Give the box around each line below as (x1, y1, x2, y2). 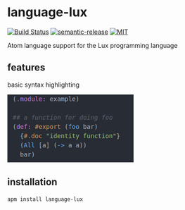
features (7, 61, 46, 74)
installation (7, 176, 58, 188)
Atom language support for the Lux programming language (7, 41, 178, 49)
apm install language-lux (7, 195, 83, 203)
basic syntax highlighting (7, 80, 79, 89)
